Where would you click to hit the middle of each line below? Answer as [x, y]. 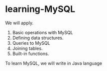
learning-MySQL [40, 9]
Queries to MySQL [31, 43]
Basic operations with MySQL [43, 32]
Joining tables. [28, 48]
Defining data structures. [38, 38]
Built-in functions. [31, 54]
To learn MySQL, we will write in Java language [54, 63]
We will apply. [19, 23]
